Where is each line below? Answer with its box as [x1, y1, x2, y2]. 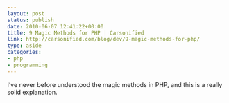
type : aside [7, 42, 42, 49]
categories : [7, 49, 42, 56]
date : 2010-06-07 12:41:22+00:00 [7, 23, 104, 30]
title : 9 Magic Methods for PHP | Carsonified [7, 29, 144, 37]
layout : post [7, 10, 45, 17]
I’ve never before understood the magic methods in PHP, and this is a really [7, 80, 223, 88]
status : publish [7, 17, 54, 24]
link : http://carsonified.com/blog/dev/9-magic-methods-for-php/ [7, 36, 200, 43]
